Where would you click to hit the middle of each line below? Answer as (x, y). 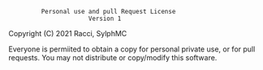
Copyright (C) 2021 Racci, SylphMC (68, 33)
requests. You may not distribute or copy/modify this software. (113, 58)
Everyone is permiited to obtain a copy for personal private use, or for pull (132, 49)
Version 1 (105, 19)
